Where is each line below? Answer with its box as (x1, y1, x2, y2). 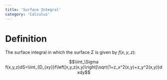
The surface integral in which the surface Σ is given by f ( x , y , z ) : (5, 49, 136, 55)
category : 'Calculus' (5, 12, 50, 17)
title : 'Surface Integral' (5, 7, 61, 12)
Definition (5, 33, 47, 44)
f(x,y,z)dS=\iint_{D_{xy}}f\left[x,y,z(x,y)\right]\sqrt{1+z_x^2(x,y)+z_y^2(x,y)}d (5, 64, 163, 70)
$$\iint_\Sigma (69, 59, 99, 65)
